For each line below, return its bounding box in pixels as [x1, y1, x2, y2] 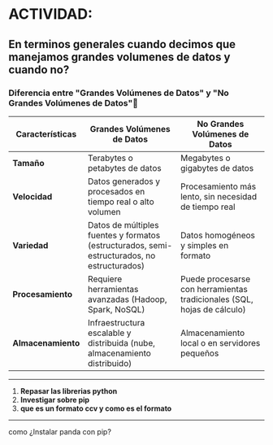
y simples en [180, 239, 229, 251]
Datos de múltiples [88, 219, 159, 230]
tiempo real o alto [88, 196, 154, 207]
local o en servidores [180, 337, 261, 348]
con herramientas [180, 283, 248, 294]
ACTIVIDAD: [8, 5, 93, 24]
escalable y [88, 327, 132, 338]
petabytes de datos [88, 162, 162, 173]
